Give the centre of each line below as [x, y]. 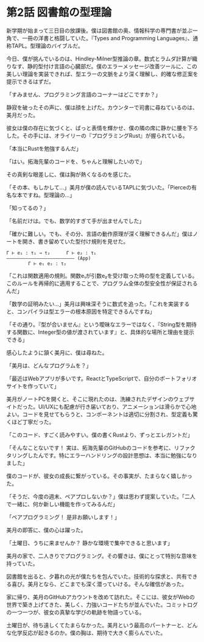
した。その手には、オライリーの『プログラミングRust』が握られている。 [97, 135]
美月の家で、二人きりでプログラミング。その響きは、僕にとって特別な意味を [102, 556]
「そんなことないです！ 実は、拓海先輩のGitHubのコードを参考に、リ [93, 448]
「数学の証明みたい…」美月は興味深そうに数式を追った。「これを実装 [93, 304]
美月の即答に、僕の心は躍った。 [46, 530]
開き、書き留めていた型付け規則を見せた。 [76, 241]
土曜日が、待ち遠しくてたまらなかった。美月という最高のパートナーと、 [97, 625]
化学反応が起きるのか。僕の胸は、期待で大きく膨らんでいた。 [89, 633]
